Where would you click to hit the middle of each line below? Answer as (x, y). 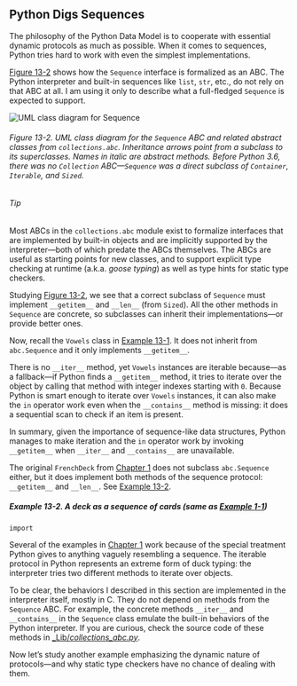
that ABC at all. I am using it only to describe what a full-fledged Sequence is (147, 91)
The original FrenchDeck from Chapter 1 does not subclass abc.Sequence (139, 467)
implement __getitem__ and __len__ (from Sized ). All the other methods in (144, 304)
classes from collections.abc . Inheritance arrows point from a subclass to (146, 147)
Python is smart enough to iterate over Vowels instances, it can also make (143, 395)
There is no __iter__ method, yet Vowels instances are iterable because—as (148, 367)
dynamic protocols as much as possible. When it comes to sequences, (138, 45)
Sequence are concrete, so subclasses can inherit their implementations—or (146, 313)
